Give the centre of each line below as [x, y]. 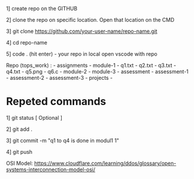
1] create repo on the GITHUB [42, 9]
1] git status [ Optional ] [34, 117]
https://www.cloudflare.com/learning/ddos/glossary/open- [105, 163]
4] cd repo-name [27, 43]
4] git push [19, 151]
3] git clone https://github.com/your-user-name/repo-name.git [82, 31]
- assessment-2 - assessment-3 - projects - [59, 78]
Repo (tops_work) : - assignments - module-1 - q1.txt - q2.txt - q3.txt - [91, 65]
